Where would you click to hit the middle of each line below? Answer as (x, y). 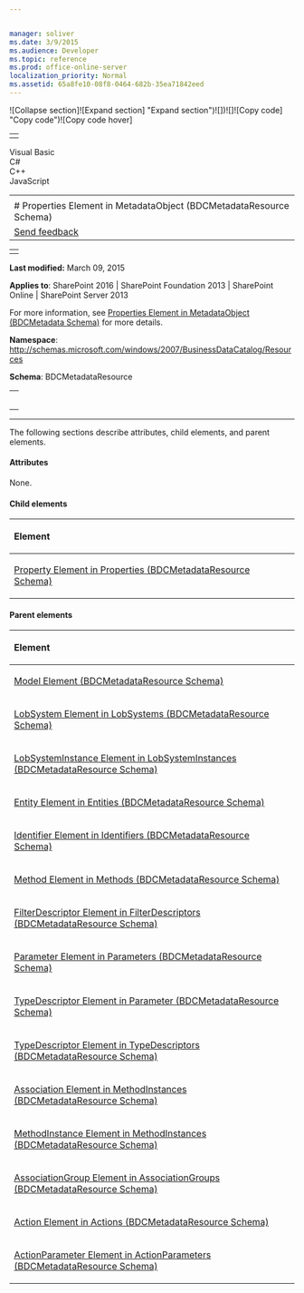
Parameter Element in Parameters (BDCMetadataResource (138, 956)
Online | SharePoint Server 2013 (69, 295)
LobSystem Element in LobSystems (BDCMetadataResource (142, 714)
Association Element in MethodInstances (100, 1090)
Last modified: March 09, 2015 (67, 268)
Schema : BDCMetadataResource (71, 377)
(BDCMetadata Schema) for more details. (86, 322)
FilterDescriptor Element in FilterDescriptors (107, 913)
